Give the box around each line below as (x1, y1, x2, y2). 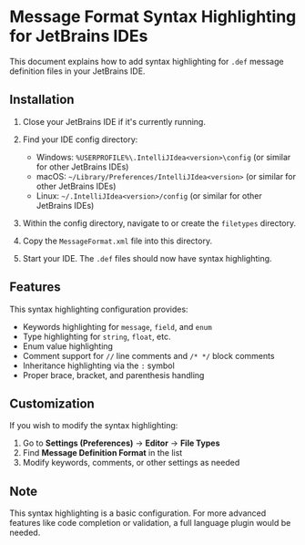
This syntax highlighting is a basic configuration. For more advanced (9, 508, 267, 519)
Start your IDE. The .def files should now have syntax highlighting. (22, 252, 272, 263)
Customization (9, 396, 96, 411)
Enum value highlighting (22, 340, 114, 352)
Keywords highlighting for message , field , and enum (22, 321, 212, 332)
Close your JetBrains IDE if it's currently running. (22, 116, 207, 127)
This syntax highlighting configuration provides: (9, 303, 188, 314)
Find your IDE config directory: (22, 134, 138, 145)
